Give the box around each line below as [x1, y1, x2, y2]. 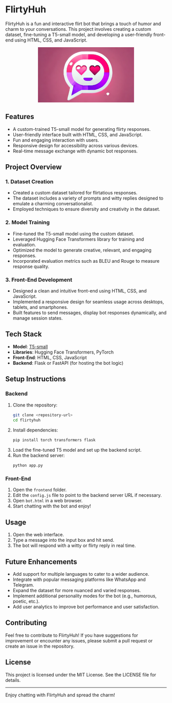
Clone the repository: [12, 402, 58, 408]
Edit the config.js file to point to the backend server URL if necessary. [12, 492, 162, 498]
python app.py [12, 463, 43, 468]
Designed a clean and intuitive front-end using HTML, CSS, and [12, 288, 147, 294]
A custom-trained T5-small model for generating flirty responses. [12, 126, 151, 132]
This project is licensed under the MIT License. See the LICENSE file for [5, 671, 157, 678]
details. [5, 677, 21, 683]
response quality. [12, 263, 50, 269]
